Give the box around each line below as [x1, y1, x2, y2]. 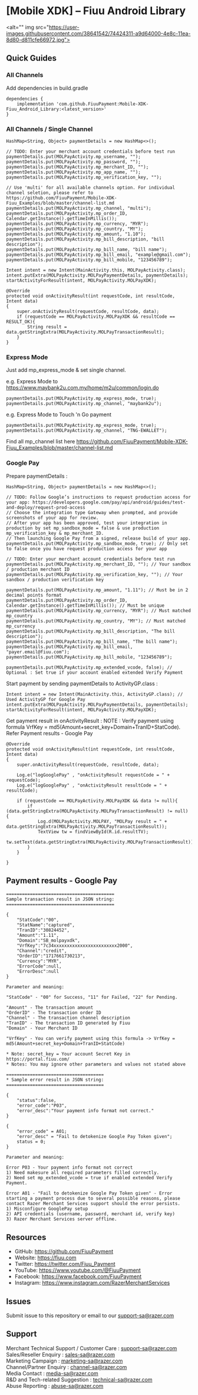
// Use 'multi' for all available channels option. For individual [6, 185, 176, 190]
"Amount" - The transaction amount [6, 1005, 94, 1011]
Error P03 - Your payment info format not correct [6, 1164, 133, 1171]
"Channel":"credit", [16, 948, 67, 954]
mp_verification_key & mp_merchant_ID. [6, 530, 104, 536]
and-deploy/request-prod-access [6, 504, 85, 511]
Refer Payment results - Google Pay [6, 729, 93, 736]
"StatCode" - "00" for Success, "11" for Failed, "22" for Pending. [6, 995, 178, 1001]
